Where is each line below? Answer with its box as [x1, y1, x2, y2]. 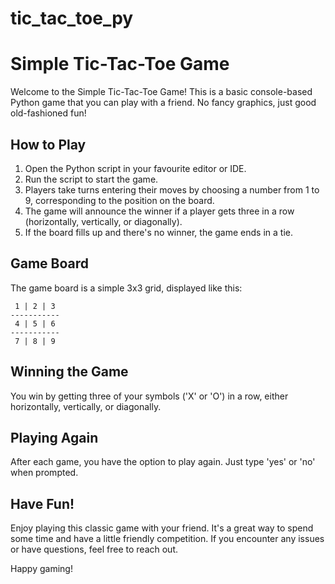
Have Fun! [10, 495, 75, 512]
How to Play [10, 136, 87, 153]
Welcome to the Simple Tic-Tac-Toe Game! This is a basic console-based [10, 86, 313, 98]
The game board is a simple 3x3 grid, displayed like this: [10, 282, 243, 294]
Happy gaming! [10, 563, 73, 575]
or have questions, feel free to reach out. [10, 543, 179, 556]
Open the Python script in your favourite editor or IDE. [24, 162, 247, 174]
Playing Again [10, 429, 99, 446]
